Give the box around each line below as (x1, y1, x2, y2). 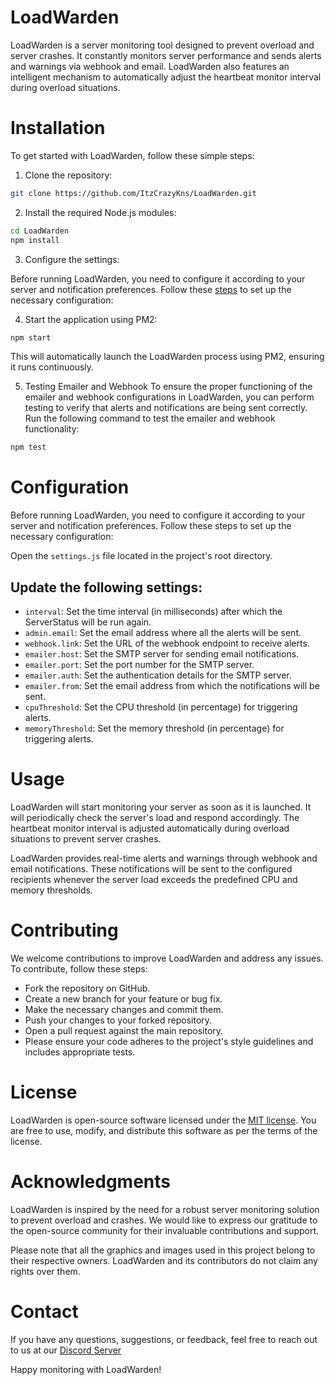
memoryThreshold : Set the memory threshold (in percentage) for (24, 722, 285, 734)
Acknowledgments (10, 1171, 172, 1193)
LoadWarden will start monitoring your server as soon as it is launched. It (10, 801, 312, 813)
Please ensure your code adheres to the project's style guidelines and (24, 1035, 314, 1047)
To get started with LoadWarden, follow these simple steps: (10, 149, 255, 161)
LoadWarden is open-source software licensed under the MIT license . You (10, 1114, 317, 1126)
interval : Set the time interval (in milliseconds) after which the (24, 606, 283, 617)
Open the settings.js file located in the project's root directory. (10, 550, 273, 562)
